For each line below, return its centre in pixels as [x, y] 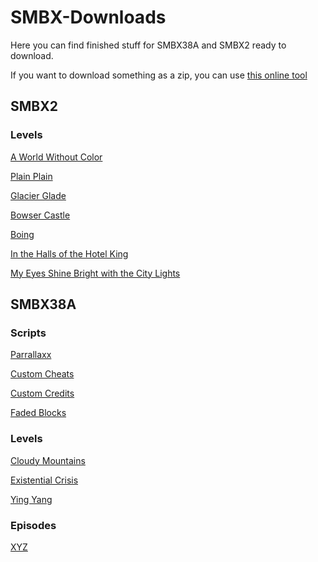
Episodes [33, 525]
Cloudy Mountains [48, 460]
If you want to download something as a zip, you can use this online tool [159, 75]
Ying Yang [31, 499]
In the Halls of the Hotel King [69, 253]
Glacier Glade [38, 195]
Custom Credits [42, 393]
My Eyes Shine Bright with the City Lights [95, 273]
